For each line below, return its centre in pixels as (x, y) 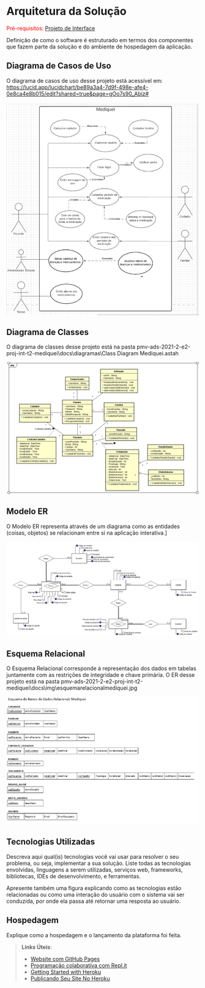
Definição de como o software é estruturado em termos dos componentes (100, 40)
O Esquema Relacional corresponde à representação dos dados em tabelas (102, 668)
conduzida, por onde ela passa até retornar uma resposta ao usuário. (94, 901)
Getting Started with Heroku (66, 971)
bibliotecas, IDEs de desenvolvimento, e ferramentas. (73, 876)
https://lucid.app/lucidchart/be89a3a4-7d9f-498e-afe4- (77, 87)
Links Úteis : (36, 947)
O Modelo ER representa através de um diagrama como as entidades (93, 526)
